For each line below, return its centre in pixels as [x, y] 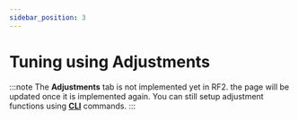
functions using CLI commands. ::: [73, 106]
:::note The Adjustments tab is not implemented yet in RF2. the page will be [149, 87]
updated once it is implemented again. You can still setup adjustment [136, 96]
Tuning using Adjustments [110, 61]
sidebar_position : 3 [48, 17]
